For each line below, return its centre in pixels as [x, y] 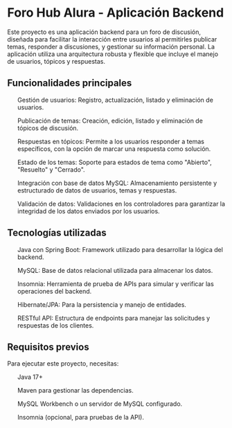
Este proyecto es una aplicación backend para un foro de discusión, [104, 32]
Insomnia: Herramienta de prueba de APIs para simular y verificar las [116, 284]
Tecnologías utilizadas [57, 233]
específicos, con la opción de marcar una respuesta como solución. [114, 149]
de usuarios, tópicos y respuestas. [56, 61]
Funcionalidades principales [70, 83]
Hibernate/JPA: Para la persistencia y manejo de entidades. [102, 304]
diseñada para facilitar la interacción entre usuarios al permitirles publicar [112, 39]
